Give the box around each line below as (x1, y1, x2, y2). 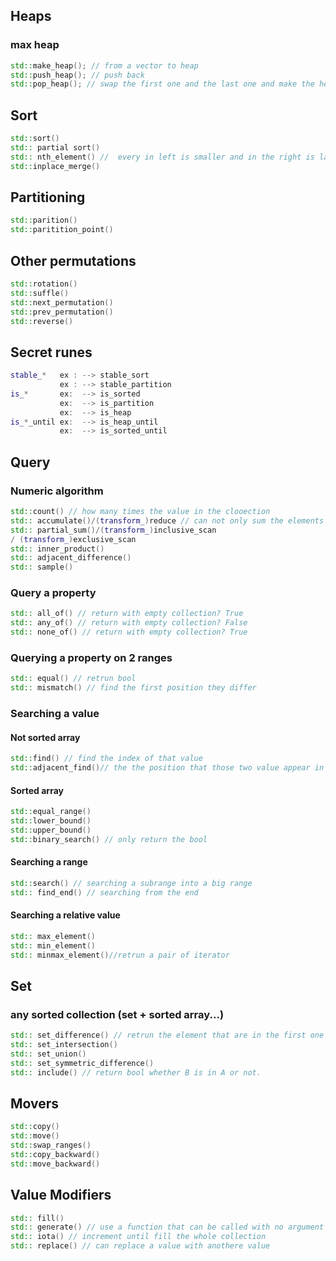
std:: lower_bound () (10, 816, 92, 826)
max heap (10, 38, 60, 52)
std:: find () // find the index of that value (10, 754, 203, 764)
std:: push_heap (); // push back (10, 70, 145, 80)
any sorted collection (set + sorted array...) (10, 1007, 225, 1021)
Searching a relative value (10, 909, 121, 921)
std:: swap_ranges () (10, 1140, 92, 1151)
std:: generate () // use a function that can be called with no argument (10, 1222, 325, 1233)
